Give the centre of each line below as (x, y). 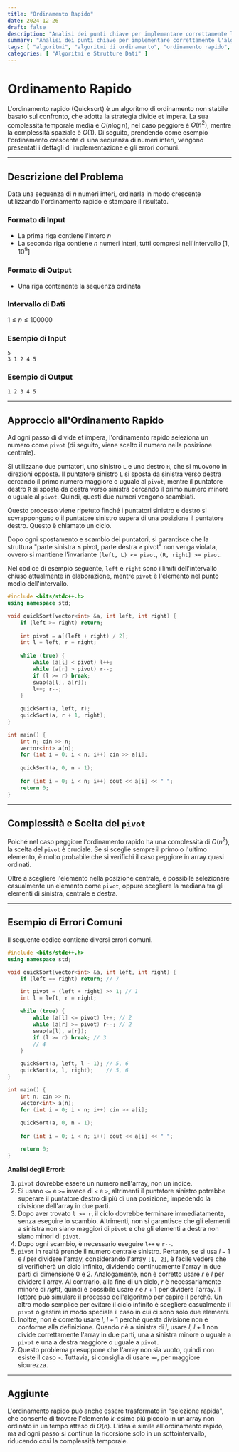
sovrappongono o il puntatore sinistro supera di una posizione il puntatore (116, 518)
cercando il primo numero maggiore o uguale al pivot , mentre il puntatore (115, 482)
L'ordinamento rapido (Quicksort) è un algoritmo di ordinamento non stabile (118, 108)
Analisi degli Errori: (36, 1169)
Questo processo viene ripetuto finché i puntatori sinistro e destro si (107, 511)
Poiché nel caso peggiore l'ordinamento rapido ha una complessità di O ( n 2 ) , (118, 841)
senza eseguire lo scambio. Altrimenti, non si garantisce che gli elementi (124, 1221)
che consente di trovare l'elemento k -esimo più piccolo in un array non (111, 1419)
